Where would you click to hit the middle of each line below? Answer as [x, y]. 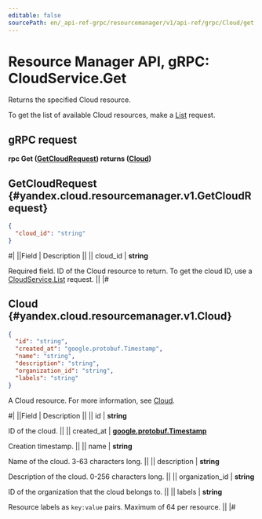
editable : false [35, 15]
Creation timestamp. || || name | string [70, 446]
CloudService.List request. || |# [59, 279]
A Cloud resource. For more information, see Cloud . [91, 400]
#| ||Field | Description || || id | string [67, 415]
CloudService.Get [67, 78]
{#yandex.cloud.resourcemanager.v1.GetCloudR [130, 196]
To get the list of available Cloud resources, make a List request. [112, 115]
